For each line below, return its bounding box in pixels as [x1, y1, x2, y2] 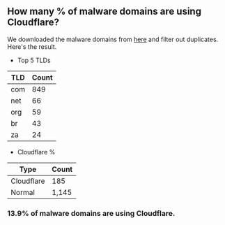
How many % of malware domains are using [7, 6, 202, 17]
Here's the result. [7, 42, 57, 51]
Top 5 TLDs [17, 56, 51, 64]
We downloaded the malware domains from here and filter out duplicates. [7, 35, 219, 43]
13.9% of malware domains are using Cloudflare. [7, 208, 176, 218]
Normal [10, 187, 35, 197]
